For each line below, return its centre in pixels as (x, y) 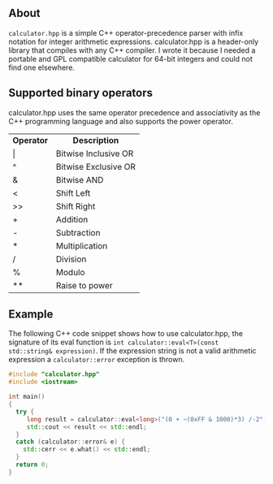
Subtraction (78, 232)
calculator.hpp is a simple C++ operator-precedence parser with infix (126, 32)
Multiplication (82, 245)
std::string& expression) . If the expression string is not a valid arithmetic (132, 351)
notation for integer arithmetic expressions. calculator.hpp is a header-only (134, 41)
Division (71, 259)
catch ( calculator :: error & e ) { (71, 442)
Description (96, 140)
